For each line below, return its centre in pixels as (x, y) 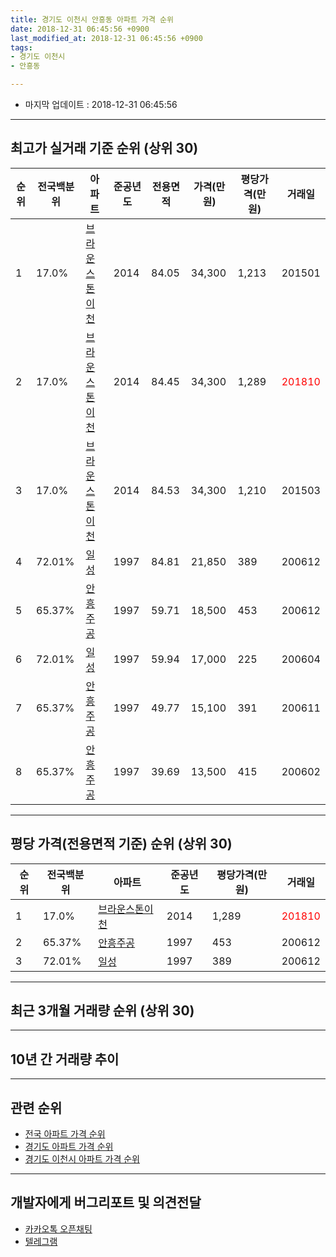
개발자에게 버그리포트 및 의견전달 (106, 1202)
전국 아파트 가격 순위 (65, 1134)
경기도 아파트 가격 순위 (69, 1147)
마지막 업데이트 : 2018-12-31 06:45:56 (101, 104)
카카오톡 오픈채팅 (58, 1228)
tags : (21, 47)
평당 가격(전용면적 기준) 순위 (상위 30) (121, 844)
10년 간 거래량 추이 (65, 1059)
